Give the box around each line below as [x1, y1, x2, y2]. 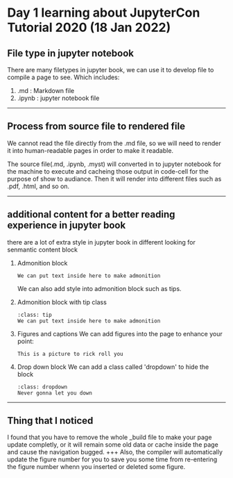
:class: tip [17, 311, 52, 318]
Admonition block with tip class [17, 297, 107, 306]
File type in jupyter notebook [7, 47, 134, 59]
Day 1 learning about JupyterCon [7, 5, 200, 21]
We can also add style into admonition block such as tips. [17, 284, 182, 292]
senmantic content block [7, 245, 78, 254]
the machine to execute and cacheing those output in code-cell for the [7, 167, 209, 175]
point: [17, 337, 35, 345]
